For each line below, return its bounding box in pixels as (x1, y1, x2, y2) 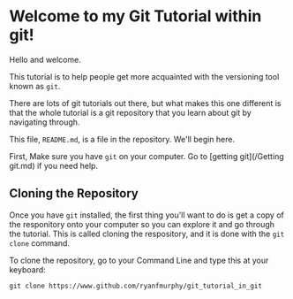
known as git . (9, 80, 61, 91)
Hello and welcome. (9, 54, 81, 65)
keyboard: (9, 264, 46, 275)
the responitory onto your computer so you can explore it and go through (9, 218, 275, 229)
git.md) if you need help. (9, 160, 99, 171)
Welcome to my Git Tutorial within (9, 6, 262, 27)
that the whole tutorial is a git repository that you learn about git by (9, 107, 252, 118)
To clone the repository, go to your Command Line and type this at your (9, 255, 269, 265)
